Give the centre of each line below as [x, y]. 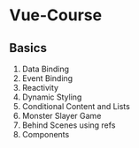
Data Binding [45, 69]
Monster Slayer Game [62, 116]
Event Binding [47, 78]
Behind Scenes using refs [69, 125]
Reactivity [40, 88]
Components [46, 134]
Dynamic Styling [52, 97]
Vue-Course [56, 15]
